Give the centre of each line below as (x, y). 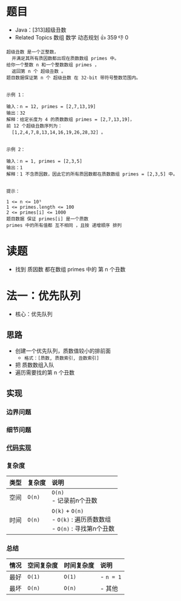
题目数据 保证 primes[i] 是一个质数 (48, 219)
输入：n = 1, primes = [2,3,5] (44, 161)
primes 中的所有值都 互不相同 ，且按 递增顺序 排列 (64, 225)
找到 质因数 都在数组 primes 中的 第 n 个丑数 (70, 269)
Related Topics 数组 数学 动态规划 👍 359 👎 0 (72, 37)
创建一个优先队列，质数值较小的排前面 (63, 351)
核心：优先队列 (34, 314)
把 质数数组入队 (35, 365)
